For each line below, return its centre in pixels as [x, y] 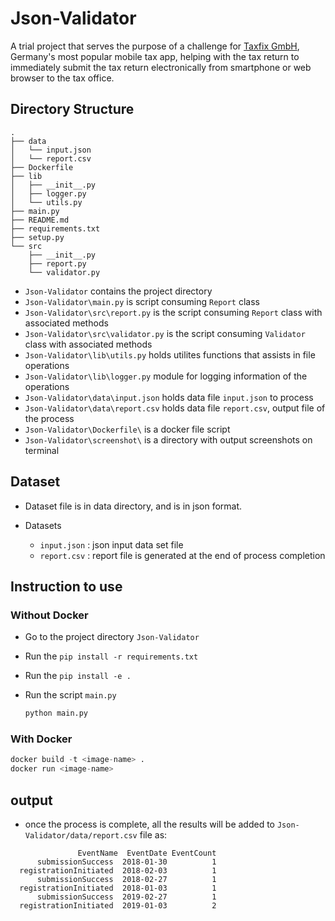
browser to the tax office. [62, 78]
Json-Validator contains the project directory [118, 291]
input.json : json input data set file [111, 544]
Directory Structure [72, 109]
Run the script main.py [70, 695]
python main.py [56, 713]
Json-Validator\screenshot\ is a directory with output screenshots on [168, 439]
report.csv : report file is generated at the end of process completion [182, 555]
